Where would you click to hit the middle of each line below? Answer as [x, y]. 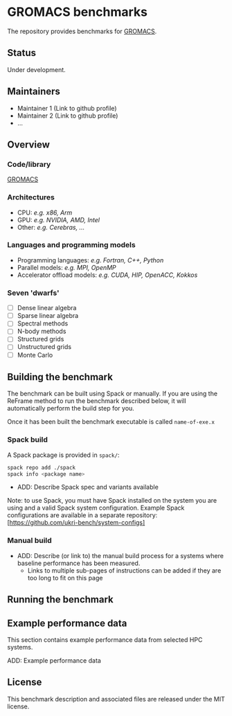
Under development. [36, 69]
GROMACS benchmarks [77, 12]
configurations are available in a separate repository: [82, 515]
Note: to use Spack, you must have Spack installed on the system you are [112, 501]
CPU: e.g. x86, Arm [45, 213]
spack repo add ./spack [42, 467]
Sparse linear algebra [48, 316]
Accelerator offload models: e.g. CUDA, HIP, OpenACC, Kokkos [107, 275]
